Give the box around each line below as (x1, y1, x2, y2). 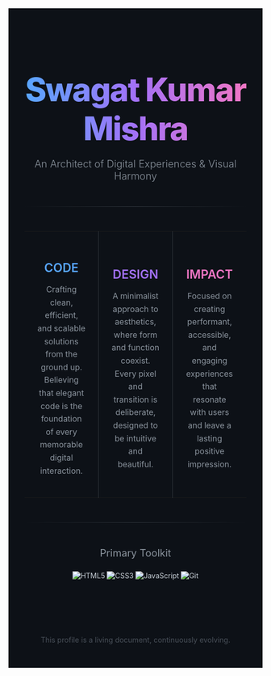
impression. (187, 458, 232, 470)
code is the (40, 400, 83, 412)
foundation (40, 413, 82, 425)
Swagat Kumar (25, 69, 246, 109)
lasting (197, 433, 223, 444)
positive (194, 446, 225, 457)
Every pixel (114, 368, 157, 379)
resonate (192, 394, 227, 405)
